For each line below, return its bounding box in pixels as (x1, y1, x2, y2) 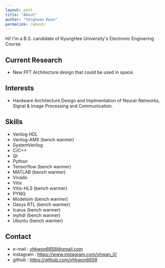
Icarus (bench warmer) (12, 206, 61, 213)
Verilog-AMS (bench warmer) (12, 136, 74, 142)
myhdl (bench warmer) (12, 212, 61, 218)
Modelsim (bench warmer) (12, 196, 68, 202)
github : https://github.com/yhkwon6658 (12, 256, 98, 262)
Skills (5, 117, 23, 126)
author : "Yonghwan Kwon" (5, 17, 58, 22)
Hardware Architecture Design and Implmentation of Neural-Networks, (12, 97, 160, 103)
